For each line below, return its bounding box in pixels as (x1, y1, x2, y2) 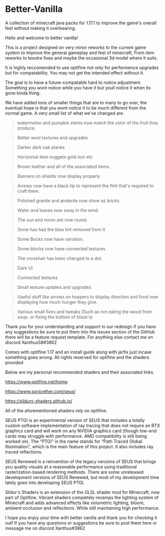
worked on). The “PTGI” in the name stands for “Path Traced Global (5, 438, 142, 444)
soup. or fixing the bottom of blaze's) (17, 314, 93, 320)
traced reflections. (5, 449, 43, 455)
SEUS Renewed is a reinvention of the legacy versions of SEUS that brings (5, 458, 157, 465)
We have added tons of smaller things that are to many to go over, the (5, 99, 147, 105)
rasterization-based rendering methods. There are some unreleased (5, 469, 144, 475)
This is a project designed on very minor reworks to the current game (5, 44, 147, 50)
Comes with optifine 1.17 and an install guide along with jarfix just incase (5, 349, 152, 355)
